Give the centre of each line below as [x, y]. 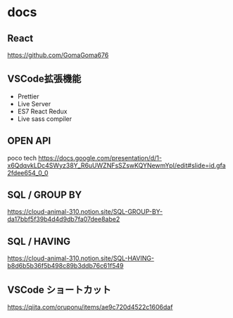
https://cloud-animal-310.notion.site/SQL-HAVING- [81, 258]
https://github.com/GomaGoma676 [58, 55]
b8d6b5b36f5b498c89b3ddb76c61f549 [65, 266]
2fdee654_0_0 [28, 172]
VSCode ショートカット [59, 290]
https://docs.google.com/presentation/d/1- [100, 158]
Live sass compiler [45, 119]
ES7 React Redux [42, 111]
